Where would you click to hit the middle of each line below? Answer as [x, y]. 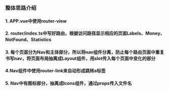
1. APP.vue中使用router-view [36, 21]
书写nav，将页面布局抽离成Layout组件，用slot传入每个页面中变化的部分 [80, 58]
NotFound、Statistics [28, 40]
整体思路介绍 [21, 8]
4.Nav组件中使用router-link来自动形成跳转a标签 [55, 71]
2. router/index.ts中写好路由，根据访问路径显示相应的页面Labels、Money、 [85, 33]
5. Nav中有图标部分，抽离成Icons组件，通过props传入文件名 [69, 83]
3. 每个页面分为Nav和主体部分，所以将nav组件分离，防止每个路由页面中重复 [85, 52]
